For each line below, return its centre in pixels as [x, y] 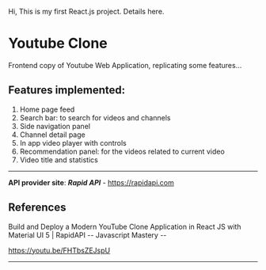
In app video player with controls [73, 143]
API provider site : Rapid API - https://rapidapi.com [91, 182]
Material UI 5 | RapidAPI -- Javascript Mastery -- [87, 235]
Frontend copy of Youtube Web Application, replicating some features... [125, 65]
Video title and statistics [59, 160]
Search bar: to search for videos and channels [95, 117]
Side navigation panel [55, 126]
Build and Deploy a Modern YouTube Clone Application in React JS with [125, 226]
